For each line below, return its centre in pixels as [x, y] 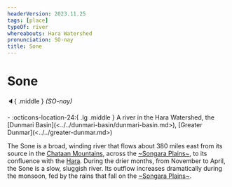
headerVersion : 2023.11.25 [47, 14]
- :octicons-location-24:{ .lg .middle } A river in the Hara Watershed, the [111, 117]
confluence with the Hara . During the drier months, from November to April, [116, 161]
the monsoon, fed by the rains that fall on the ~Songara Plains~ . [100, 176]
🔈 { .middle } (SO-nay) [40, 101]
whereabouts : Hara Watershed [50, 33]
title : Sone [25, 46]
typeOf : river [28, 27]
